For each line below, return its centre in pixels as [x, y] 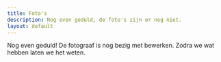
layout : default [30, 26]
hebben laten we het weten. [46, 52]
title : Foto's [27, 13]
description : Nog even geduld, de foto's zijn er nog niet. [95, 20]
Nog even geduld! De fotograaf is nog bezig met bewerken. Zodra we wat [110, 46]
